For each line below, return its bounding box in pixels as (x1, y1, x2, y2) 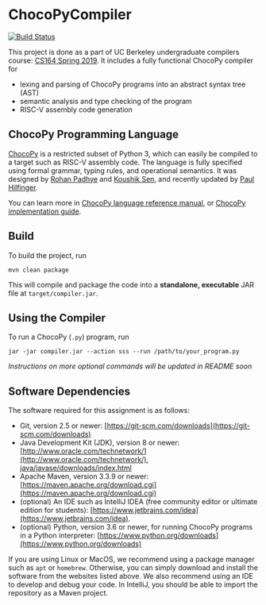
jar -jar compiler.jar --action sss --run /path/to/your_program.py (8, 348, 240, 356)
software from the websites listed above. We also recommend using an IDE (8, 572, 254, 581)
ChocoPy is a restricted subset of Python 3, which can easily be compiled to (8, 148, 258, 158)
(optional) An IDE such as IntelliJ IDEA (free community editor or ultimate (19, 497, 258, 507)
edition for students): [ (19, 506, 94, 515)
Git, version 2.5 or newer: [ (19, 421, 107, 430)
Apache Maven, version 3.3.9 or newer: (19, 472, 149, 481)
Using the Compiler (8, 311, 106, 325)
